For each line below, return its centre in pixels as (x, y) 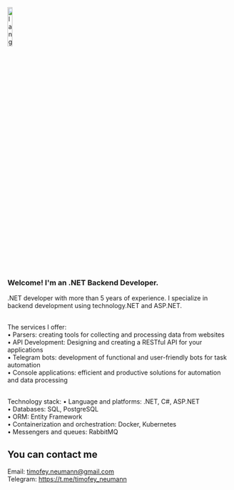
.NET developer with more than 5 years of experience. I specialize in (108, 298)
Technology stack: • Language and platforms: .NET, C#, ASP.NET (103, 402)
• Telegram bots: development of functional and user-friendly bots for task (117, 357)
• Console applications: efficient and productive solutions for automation (114, 373)
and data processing (37, 380)
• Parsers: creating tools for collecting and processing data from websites (116, 335)
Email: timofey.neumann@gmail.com (61, 471)
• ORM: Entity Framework (45, 417)
